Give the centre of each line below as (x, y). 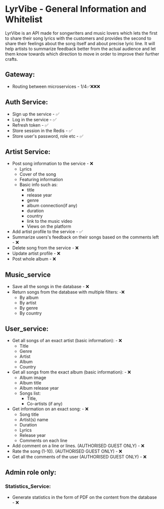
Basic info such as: (38, 185)
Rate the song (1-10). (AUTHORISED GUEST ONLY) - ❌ (67, 451)
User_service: (27, 329)
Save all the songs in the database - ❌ (51, 287)
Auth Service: (26, 102)
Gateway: (20, 75)
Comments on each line (43, 441)
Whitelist (24, 19)
